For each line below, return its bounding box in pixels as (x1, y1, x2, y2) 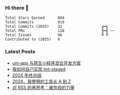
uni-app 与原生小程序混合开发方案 (12, 60, 81, 66)
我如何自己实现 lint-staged (12, 66, 66, 72)
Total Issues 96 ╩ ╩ (5, 33, 109, 38)
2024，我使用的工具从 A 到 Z (12, 78, 71, 84)
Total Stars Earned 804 (5, 16, 65, 21)
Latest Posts (5, 48, 36, 55)
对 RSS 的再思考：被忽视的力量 (12, 84, 75, 90)
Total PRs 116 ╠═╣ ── (5, 28, 115, 33)
